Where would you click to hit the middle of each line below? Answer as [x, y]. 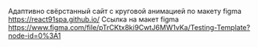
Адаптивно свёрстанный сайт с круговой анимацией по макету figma [125, 11]
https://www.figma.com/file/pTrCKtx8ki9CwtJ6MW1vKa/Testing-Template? [129, 27]
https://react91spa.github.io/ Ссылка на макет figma [93, 19]
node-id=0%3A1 [35, 35]
